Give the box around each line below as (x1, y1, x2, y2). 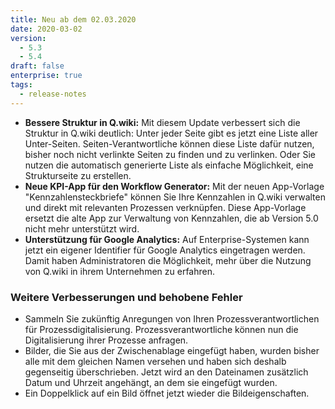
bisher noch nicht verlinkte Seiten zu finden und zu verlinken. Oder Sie (24, 148, 317, 160)
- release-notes (19, 89, 87, 99)
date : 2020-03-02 (10, 24, 83, 34)
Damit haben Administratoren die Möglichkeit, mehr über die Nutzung (24, 254, 312, 266)
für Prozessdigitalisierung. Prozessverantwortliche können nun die (24, 323, 299, 335)
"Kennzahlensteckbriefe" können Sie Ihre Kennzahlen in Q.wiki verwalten (24, 191, 327, 203)
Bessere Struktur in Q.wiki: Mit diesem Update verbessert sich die (24, 116, 301, 128)
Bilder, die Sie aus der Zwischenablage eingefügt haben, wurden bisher (24, 344, 320, 356)
